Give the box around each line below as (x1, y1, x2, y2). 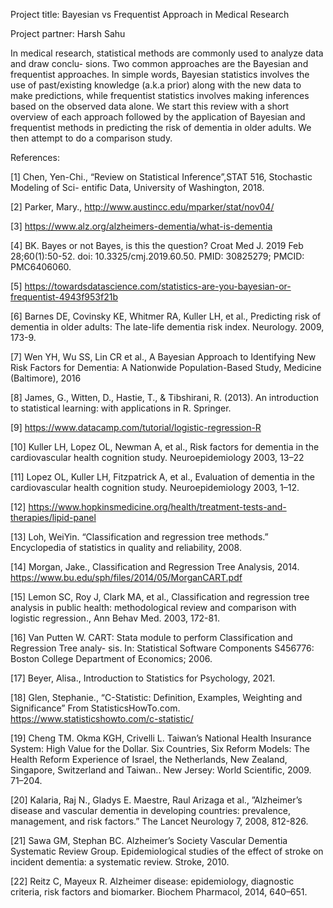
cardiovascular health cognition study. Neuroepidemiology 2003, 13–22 (10, 452, 305, 463)
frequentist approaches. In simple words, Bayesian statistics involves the (10, 69, 310, 80)
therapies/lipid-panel (10, 512, 97, 523)
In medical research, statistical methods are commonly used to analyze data (10, 47, 324, 59)
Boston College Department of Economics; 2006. (10, 653, 213, 664)
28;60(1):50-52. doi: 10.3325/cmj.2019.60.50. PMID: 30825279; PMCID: (10, 250, 305, 262)
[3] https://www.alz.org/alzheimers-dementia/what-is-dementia (10, 220, 273, 232)
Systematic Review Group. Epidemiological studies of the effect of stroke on (10, 845, 324, 857)
